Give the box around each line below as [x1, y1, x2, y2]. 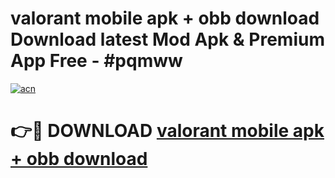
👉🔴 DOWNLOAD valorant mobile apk [10, 120, 325, 142]
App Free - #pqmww [10, 50, 183, 72]
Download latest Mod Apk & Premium [10, 28, 325, 51]
